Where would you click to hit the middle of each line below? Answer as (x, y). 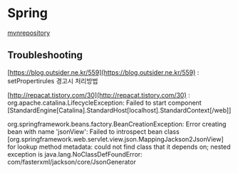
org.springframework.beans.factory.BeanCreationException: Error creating (117, 124)
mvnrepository (29, 33)
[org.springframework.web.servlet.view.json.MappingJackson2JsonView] (116, 139)
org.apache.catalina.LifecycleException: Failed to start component (104, 103)
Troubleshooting (45, 55)
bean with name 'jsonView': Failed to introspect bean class (93, 131)
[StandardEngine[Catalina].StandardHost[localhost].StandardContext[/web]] (119, 110)
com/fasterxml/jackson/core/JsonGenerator (72, 162)
